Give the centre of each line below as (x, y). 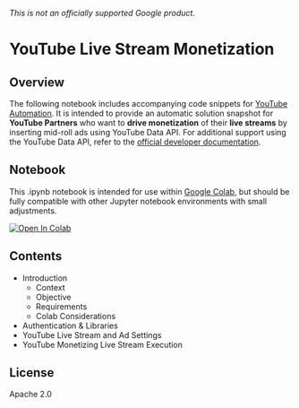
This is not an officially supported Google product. (102, 13)
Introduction (45, 278)
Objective (53, 297)
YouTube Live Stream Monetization (142, 49)
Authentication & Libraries (70, 326)
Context (50, 287)
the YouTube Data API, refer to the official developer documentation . (135, 142)
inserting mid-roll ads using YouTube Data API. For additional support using (148, 132)
